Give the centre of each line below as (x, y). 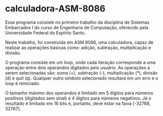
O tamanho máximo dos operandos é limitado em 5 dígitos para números (79, 93)
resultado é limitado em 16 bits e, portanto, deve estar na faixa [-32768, (78, 103)
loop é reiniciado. (23, 83)
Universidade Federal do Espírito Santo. (45, 33)
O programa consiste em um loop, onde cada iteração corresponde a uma (81, 62)
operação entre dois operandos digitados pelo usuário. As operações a (78, 68)
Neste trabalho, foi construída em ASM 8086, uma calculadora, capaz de (79, 42)
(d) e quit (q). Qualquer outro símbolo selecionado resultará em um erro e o (82, 78)
